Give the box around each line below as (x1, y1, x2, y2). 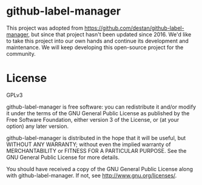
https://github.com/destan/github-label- (84, 24, 184, 32)
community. (6, 50, 36, 57)
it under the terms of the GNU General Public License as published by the (6, 109, 190, 116)
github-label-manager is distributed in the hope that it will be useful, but (6, 134, 186, 141)
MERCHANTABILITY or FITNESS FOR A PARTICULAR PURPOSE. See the (6, 147, 187, 154)
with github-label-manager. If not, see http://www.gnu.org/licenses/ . (6, 172, 177, 179)
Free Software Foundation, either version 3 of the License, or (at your (6, 116, 180, 123)
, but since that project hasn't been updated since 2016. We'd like (28, 30, 192, 38)
